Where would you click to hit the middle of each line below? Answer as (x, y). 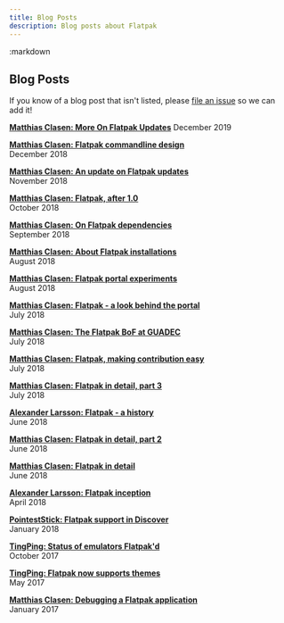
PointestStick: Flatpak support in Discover (89, 519)
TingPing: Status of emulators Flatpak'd (85, 546)
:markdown (30, 51)
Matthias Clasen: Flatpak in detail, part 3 (86, 386)
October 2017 (34, 556)
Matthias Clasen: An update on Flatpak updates (99, 171)
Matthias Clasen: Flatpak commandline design (97, 145)
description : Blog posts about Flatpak (83, 26)
